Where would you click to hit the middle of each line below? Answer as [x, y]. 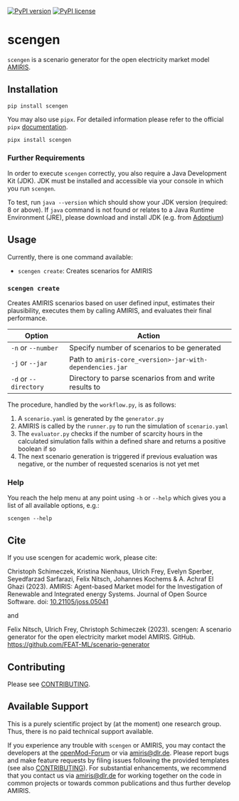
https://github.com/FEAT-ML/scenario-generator [79, 645]
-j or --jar [29, 363]
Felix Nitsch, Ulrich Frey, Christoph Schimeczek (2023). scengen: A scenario [119, 629]
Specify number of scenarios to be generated [145, 348]
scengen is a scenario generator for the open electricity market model [108, 59]
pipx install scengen [39, 140]
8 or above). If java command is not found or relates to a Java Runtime [111, 210]
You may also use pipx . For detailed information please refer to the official [116, 119]
